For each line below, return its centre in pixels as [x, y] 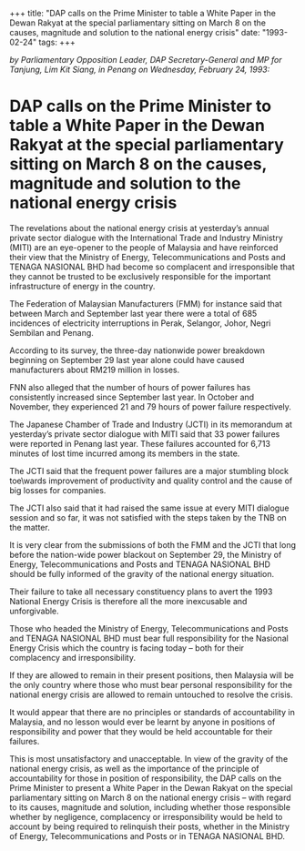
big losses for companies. [58, 490]
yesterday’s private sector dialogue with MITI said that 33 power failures [145, 434]
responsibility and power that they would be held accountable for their [141, 731]
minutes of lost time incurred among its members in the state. [125, 453]
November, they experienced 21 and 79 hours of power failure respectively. [150, 406]
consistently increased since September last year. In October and [132, 397]
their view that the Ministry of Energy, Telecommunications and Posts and [147, 257]
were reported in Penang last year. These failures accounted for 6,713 [140, 443]
